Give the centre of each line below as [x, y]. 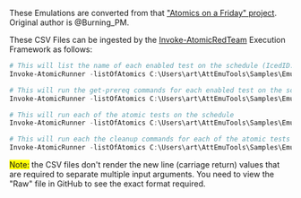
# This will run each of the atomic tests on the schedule [122, 115]
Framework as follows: [51, 49]
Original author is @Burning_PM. [69, 22]
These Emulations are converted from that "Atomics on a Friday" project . [143, 13]
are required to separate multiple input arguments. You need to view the [142, 174]
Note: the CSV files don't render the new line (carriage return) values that [145, 164]
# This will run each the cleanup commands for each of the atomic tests [150, 139]
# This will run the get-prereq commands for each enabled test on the [146, 90]
